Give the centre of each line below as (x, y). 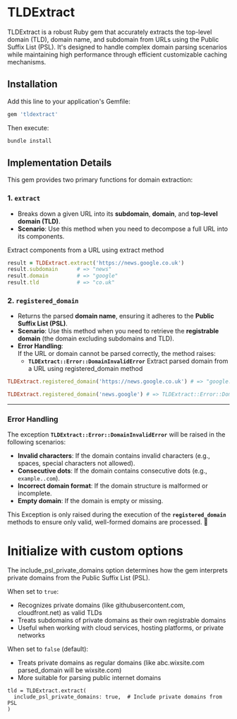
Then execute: (28, 127)
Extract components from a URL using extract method (86, 250)
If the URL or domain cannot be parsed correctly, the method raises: (117, 354)
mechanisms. (27, 62)
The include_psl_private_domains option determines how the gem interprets (117, 570)
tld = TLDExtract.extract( (47, 691)
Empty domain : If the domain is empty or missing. (90, 501)
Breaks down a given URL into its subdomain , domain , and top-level (117, 214)
